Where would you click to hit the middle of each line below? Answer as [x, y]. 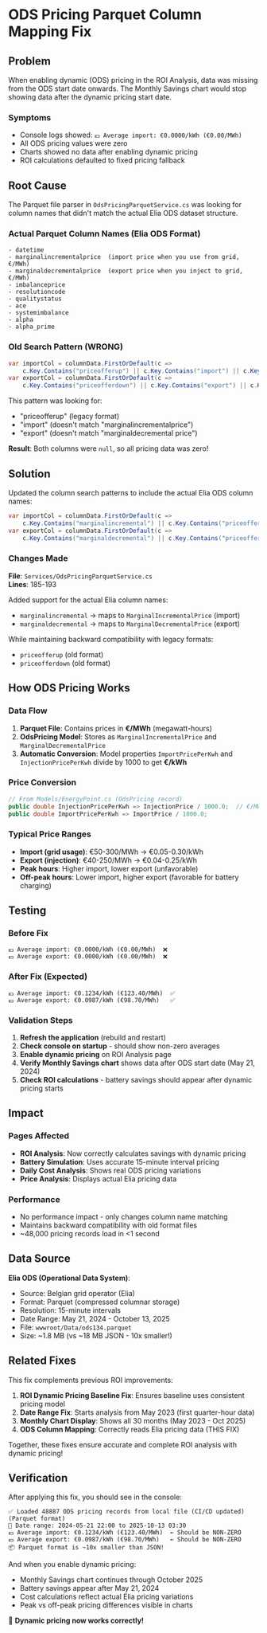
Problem [30, 61]
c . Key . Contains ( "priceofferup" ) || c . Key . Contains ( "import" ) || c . [137, 371]
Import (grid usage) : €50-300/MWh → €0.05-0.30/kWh [112, 852]
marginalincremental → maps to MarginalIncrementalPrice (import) [130, 615]
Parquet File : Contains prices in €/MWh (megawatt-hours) [116, 728]
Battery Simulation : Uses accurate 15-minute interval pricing [120, 1161]
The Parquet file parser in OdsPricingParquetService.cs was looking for [125, 205]
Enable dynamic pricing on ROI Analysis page [96, 1054]
